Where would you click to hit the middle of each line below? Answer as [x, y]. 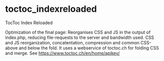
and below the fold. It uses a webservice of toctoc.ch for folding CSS [89, 48]
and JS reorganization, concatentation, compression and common [72, 42]
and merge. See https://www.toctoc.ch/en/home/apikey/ [62, 53]
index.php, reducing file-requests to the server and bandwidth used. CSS [80, 37]
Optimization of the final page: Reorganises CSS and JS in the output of [78, 32]
